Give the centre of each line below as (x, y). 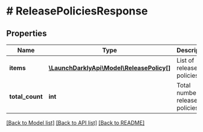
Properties (27, 33)
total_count (26, 96)
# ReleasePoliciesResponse (77, 11)
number (187, 93)
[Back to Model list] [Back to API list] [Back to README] (76, 123)
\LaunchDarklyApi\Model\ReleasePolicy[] (110, 68)
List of (185, 60)
